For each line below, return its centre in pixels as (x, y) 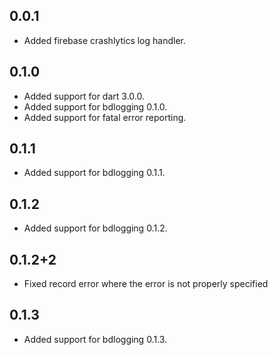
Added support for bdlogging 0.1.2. (95, 228)
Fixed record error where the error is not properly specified (146, 284)
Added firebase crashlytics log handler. (105, 40)
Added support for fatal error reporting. (105, 117)
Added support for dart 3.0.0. (84, 96)
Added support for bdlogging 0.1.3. (95, 339)
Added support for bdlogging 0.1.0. (95, 106)
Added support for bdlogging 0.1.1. (94, 173)
